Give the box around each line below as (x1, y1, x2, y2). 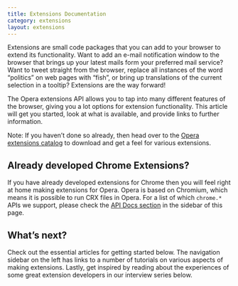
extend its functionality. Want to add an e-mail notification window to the (7, 51, 220, 59)
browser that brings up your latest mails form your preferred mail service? (7, 58, 224, 67)
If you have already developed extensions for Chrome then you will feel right (7, 179, 231, 187)
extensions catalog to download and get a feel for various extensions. (7, 139, 212, 147)
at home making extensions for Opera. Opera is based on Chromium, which (7, 186, 228, 194)
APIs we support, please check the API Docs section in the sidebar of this (7, 201, 223, 210)
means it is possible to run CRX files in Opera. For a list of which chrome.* (7, 194, 222, 202)
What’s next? (7, 229, 67, 241)
